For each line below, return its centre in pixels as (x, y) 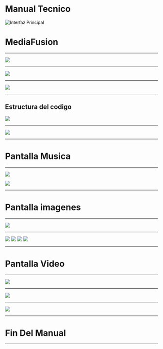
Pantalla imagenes (43, 207)
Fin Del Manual (36, 333)
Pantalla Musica (38, 156)
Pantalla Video (35, 264)
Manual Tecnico (38, 9)
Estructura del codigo (38, 107)
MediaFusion (32, 42)
